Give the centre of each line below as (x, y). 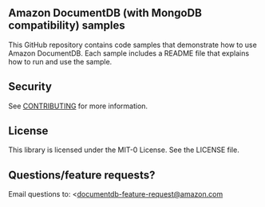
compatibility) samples (67, 26)
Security (30, 87)
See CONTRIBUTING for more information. (78, 106)
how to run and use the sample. (60, 61)
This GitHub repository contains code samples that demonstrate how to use (132, 45)
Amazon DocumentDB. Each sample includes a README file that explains (129, 53)
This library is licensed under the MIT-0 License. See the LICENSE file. (124, 150)
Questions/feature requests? (82, 175)
